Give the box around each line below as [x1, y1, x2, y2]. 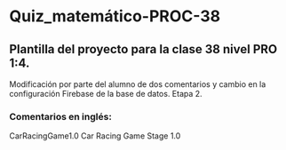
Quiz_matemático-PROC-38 [9, 6, 221, 27]
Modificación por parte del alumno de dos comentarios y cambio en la [9, 79, 266, 90]
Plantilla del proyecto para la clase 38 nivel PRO [9, 42, 278, 57]
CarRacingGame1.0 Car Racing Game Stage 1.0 [9, 130, 181, 141]
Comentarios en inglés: [9, 110, 113, 122]
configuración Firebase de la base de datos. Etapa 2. [9, 89, 203, 99]
